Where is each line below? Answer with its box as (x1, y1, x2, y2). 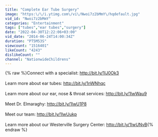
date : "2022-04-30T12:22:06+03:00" (5, 30, 77, 34)
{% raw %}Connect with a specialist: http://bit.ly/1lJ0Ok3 (5, 70, 119, 76)
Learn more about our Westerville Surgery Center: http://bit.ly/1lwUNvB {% (5, 122, 154, 128)
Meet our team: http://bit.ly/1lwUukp (5, 111, 77, 117)
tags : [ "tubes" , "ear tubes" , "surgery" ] (5, 25, 86, 30)
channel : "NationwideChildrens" (5, 57, 70, 62)
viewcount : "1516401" (5, 43, 49, 48)
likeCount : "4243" (5, 48, 42, 52)
